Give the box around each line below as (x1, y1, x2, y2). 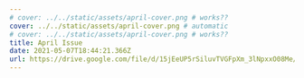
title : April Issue (9, 38, 83, 48)
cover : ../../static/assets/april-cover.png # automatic (9, 22, 229, 30)
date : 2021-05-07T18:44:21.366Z (9, 47, 131, 56)
